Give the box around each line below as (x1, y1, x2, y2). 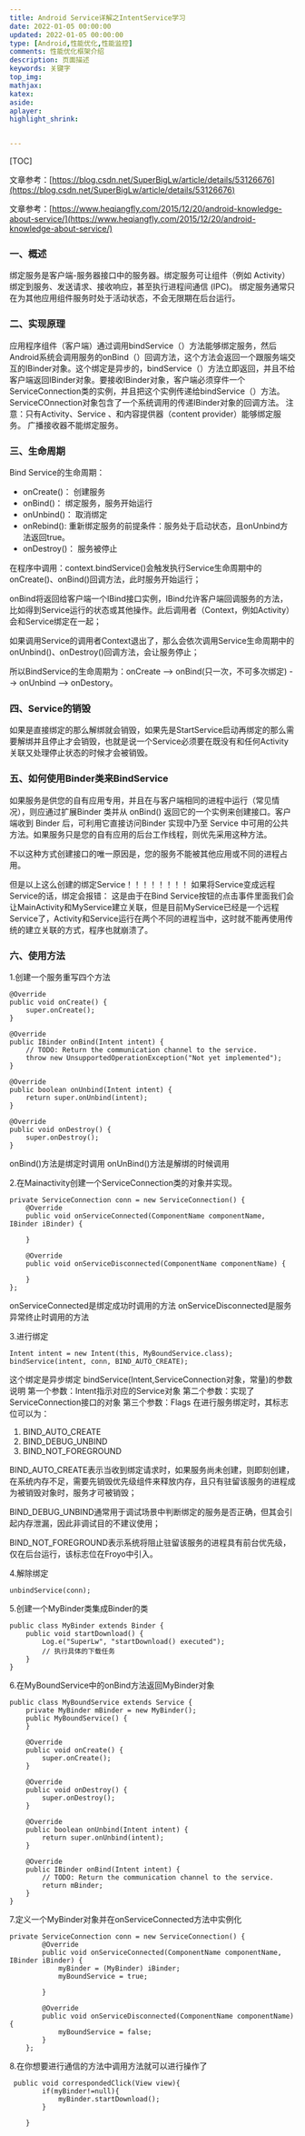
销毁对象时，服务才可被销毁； (25, 1487, 137, 1498)
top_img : (9, 73, 43, 82)
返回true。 (30, 532, 71, 543)
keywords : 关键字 (9, 65, 71, 74)
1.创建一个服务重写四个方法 (9, 971, 111, 982)
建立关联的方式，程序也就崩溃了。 (25, 924, 152, 935)
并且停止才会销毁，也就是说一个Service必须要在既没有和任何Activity (33, 736, 289, 747)
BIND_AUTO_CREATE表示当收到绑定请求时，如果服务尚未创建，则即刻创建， (9, 1464, 295, 1475)
